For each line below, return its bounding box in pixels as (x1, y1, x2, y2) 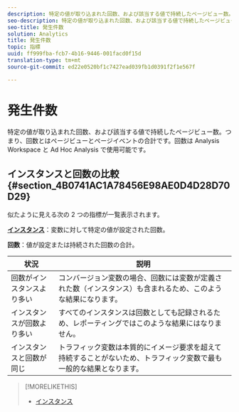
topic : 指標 (7, 43, 41, 51)
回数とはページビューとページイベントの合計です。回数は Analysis (26, 136, 220, 144)
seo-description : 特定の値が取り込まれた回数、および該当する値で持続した (7, 17, 205, 24)
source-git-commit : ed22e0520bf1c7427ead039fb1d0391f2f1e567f (7, 63, 196, 70)
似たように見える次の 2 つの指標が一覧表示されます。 (7, 211, 164, 219)
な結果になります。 (58, 295, 122, 305)
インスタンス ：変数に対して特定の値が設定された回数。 (7, 226, 169, 234)
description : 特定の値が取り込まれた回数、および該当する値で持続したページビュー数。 (7, 10, 235, 18)
